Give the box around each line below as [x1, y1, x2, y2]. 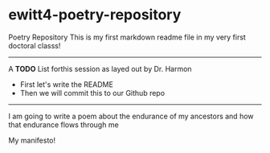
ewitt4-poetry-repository [8, 6, 182, 24]
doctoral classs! [8, 40, 61, 50]
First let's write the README [19, 79, 114, 89]
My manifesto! [8, 135, 56, 145]
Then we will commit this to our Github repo [19, 88, 166, 97]
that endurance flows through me [8, 119, 119, 130]
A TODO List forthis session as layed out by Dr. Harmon [8, 64, 192, 73]
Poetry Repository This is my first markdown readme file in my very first [8, 32, 247, 42]
